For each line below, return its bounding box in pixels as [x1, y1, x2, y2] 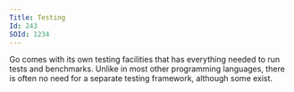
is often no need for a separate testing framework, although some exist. [9, 73, 273, 84]
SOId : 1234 [9, 29, 50, 38]
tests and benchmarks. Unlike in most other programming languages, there [9, 63, 286, 74]
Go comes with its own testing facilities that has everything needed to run [9, 54, 281, 65]
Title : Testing [9, 13, 66, 22]
